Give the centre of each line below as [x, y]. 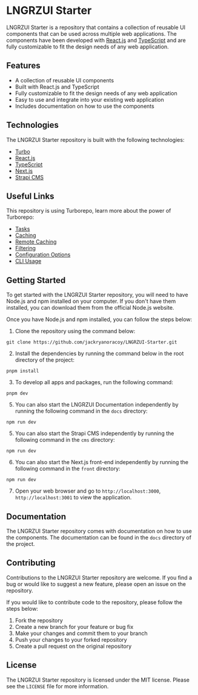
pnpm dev [17, 394]
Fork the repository [39, 620]
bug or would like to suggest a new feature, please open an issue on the [96, 584]
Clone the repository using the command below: [75, 331]
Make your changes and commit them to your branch [81, 633]
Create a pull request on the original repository [73, 646]
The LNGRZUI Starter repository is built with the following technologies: [95, 139]
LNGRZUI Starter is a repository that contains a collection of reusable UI [96, 27]
